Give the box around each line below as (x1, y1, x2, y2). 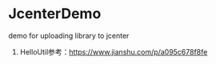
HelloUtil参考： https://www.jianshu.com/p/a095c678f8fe (19, 47, 208, 56)
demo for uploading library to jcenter (8, 31, 130, 40)
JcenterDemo (8, 5, 102, 23)
